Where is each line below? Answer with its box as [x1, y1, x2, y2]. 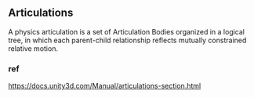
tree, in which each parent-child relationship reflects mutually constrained [8, 35, 247, 45]
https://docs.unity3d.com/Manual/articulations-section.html [8, 82, 201, 91]
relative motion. [8, 43, 59, 53]
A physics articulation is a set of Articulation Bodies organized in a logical [8, 27, 245, 36]
